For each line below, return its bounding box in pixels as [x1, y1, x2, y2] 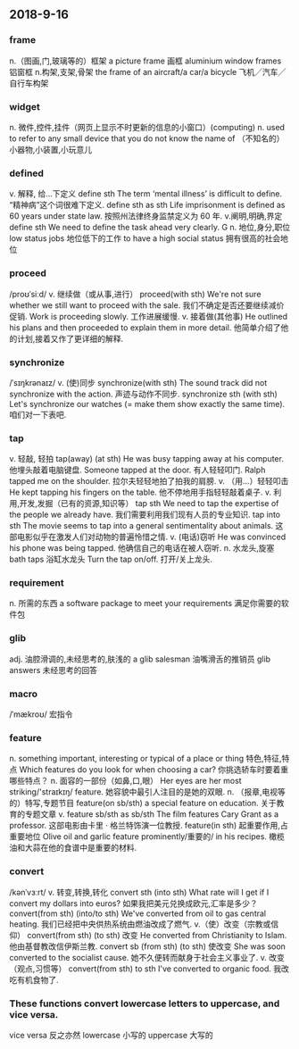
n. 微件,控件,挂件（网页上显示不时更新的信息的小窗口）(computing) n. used [9, 121, 286, 132]
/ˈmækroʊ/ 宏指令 [9, 709, 73, 720]
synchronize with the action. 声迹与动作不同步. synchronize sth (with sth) [9, 388, 278, 399]
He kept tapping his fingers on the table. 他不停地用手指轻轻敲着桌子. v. [9, 487, 272, 498]
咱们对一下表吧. [9, 409, 67, 420]
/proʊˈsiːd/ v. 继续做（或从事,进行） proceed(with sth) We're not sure [9, 288, 262, 299]
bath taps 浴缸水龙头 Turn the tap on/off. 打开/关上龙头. [9, 554, 212, 565]
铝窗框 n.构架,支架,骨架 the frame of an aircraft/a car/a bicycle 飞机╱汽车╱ [9, 66, 287, 77]
